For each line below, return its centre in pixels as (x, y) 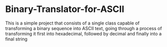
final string (16, 39)
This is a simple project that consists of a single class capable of (73, 23)
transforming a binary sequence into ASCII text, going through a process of (83, 28)
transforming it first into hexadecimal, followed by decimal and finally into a (83, 33)
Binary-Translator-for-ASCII (65, 9)
